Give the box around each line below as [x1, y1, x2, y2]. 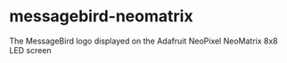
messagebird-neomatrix [9, 6, 193, 27]
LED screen [9, 44, 52, 55]
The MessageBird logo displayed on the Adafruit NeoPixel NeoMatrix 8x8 [9, 35, 278, 46]
